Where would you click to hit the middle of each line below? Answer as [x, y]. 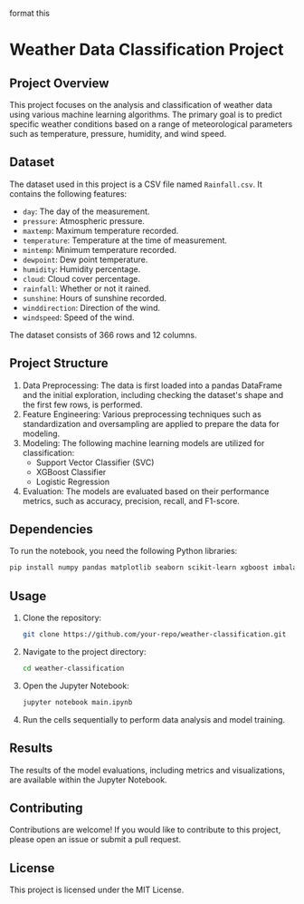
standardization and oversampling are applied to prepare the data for [151, 423]
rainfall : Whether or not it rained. [86, 288]
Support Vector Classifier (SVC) [95, 462]
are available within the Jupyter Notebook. [88, 780]
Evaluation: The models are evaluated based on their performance [146, 491]
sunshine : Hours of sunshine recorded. [95, 297]
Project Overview [59, 83]
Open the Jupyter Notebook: [76, 685]
